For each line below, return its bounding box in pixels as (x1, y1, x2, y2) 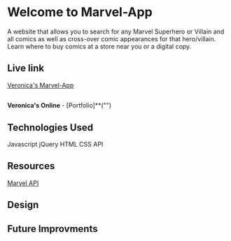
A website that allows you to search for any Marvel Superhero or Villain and (7, 27, 225, 36)
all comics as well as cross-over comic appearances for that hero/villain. (7, 34, 216, 43)
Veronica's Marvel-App (7, 81, 74, 89)
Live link (7, 62, 44, 74)
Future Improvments (7, 223, 98, 235)
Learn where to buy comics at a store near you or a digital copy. (7, 42, 192, 50)
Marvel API (7, 179, 39, 187)
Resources (7, 160, 55, 172)
